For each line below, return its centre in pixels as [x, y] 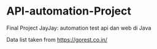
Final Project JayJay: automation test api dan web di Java [79, 28]
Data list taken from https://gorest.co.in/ [57, 39]
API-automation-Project [69, 11]
